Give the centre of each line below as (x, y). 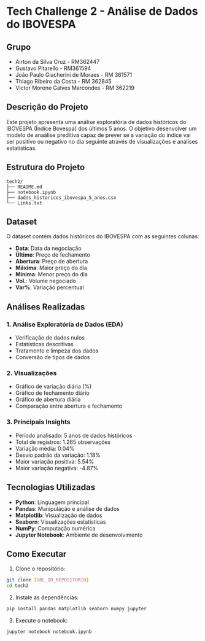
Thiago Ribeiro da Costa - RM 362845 (63, 81)
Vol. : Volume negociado (46, 281)
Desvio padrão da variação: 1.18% (58, 455)
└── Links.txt (25, 203)
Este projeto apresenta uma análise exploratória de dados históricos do (96, 122)
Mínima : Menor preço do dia (51, 274)
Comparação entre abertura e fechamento (69, 406)
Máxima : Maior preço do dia (51, 268)
